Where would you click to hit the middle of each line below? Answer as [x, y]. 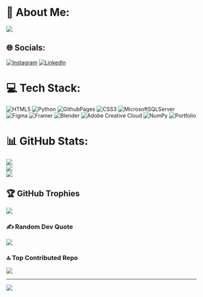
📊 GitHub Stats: [47, 141]
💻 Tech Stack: [43, 88]
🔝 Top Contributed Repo [42, 258]
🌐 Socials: [26, 48]
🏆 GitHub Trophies [43, 194]
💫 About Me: [38, 12]
